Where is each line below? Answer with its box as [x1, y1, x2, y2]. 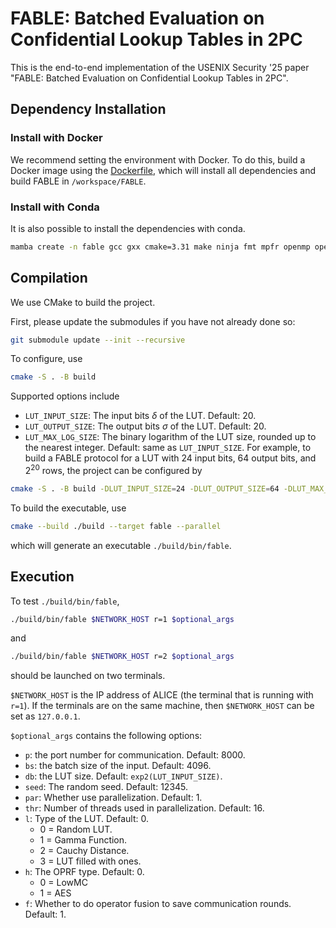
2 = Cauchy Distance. [39, 845, 130, 857]
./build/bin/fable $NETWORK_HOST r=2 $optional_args [10, 652, 235, 662]
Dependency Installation [10, 101, 167, 118]
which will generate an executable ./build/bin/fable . [10, 539, 232, 551]
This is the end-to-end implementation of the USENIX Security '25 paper [10, 61, 310, 73]
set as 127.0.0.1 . [10, 710, 81, 722]
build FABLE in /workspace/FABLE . [10, 175, 147, 187]
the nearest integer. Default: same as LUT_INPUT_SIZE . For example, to [24, 442, 312, 454]
